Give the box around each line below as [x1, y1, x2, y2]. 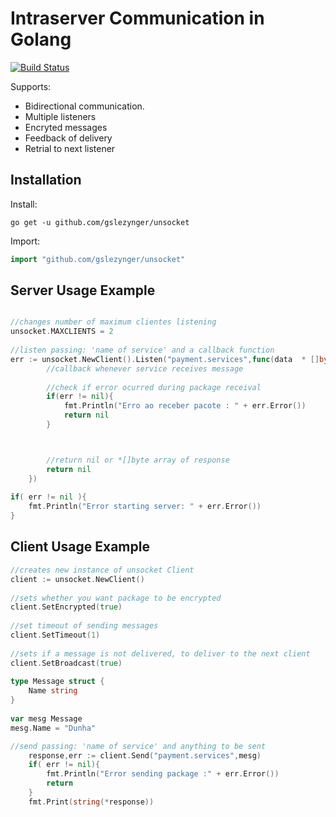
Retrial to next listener [24, 142, 116, 154]
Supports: [10, 80, 52, 92]
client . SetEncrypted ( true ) [10, 602, 123, 612]
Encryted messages [24, 121, 108, 133]
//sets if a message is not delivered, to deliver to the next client [10, 648, 311, 659]
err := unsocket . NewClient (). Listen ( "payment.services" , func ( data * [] [10, 354, 320, 364]
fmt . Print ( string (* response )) [28, 797, 155, 807]
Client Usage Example [10, 538, 150, 556]
